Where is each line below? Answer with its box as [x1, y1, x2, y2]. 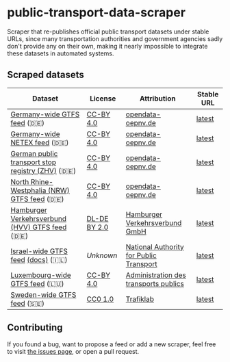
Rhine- [30, 177, 53, 186]
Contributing [7, 322, 63, 333]
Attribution [139, 94, 176, 103]
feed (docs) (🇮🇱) [10, 255, 68, 264]
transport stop [10, 157, 57, 167]
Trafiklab [125, 294, 154, 304]
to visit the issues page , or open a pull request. [7, 347, 140, 355]
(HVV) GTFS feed [10, 222, 67, 232]
